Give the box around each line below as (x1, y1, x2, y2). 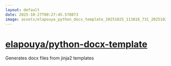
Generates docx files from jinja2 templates (5, 55, 94, 61)
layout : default (5, 7, 40, 13)
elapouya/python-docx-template (5, 38, 148, 50)
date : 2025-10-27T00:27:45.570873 (5, 12, 79, 17)
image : (5, 17, 19, 22)
